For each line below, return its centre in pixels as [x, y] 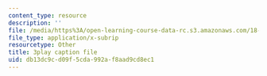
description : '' [35, 23]
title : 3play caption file [53, 52]
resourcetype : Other [43, 45]
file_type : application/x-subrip [64, 38]
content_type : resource [48, 15]
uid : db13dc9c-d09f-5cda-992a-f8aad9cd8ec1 [81, 60]
